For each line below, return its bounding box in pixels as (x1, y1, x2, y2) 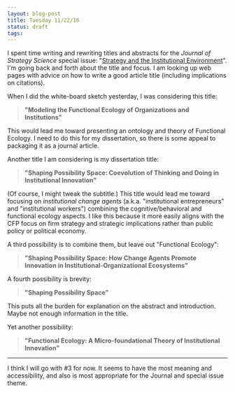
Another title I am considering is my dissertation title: (7, 155, 159, 164)
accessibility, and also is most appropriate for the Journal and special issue (7, 371, 225, 380)
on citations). (7, 78, 45, 87)
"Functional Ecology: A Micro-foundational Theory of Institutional (24, 336, 220, 345)
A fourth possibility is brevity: (7, 275, 92, 283)
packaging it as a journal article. (7, 141, 99, 150)
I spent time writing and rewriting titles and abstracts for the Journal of (7, 49, 211, 57)
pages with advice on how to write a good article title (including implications (7, 71, 227, 80)
